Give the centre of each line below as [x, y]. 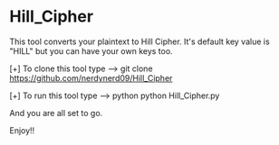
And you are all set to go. [56, 113]
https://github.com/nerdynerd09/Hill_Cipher [91, 77]
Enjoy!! [22, 130]
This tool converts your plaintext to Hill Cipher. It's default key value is [139, 41]
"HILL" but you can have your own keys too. [91, 50]
